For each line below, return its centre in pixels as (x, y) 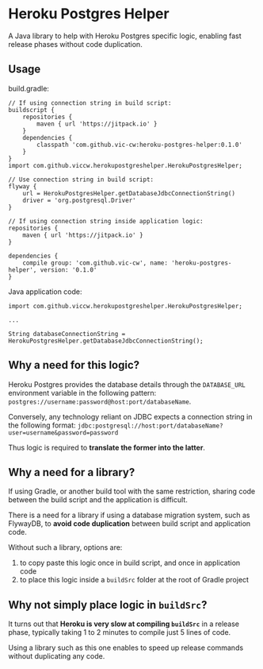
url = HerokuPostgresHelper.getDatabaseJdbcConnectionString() (129, 193)
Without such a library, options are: (65, 547)
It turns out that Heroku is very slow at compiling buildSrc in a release (124, 624)
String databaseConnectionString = (67, 334)
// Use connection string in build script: (81, 180)
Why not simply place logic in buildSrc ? (108, 605)
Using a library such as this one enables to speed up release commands (126, 648)
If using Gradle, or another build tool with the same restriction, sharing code (132, 491)
